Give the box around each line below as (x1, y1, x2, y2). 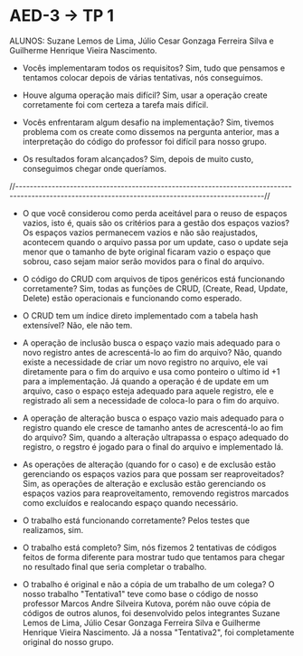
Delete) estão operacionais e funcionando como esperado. (22, 292, 242, 303)
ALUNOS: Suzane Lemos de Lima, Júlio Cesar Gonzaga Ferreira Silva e (9, 35, 274, 46)
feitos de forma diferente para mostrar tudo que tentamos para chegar (22, 551, 286, 562)
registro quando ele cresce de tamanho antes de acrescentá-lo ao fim (22, 422, 284, 433)
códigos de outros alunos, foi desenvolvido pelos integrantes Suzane (22, 607, 280, 618)
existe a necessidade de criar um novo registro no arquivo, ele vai (22, 357, 269, 367)
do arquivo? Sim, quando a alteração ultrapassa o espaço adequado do (22, 432, 289, 442)
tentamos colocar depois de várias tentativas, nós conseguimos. (22, 71, 264, 82)
